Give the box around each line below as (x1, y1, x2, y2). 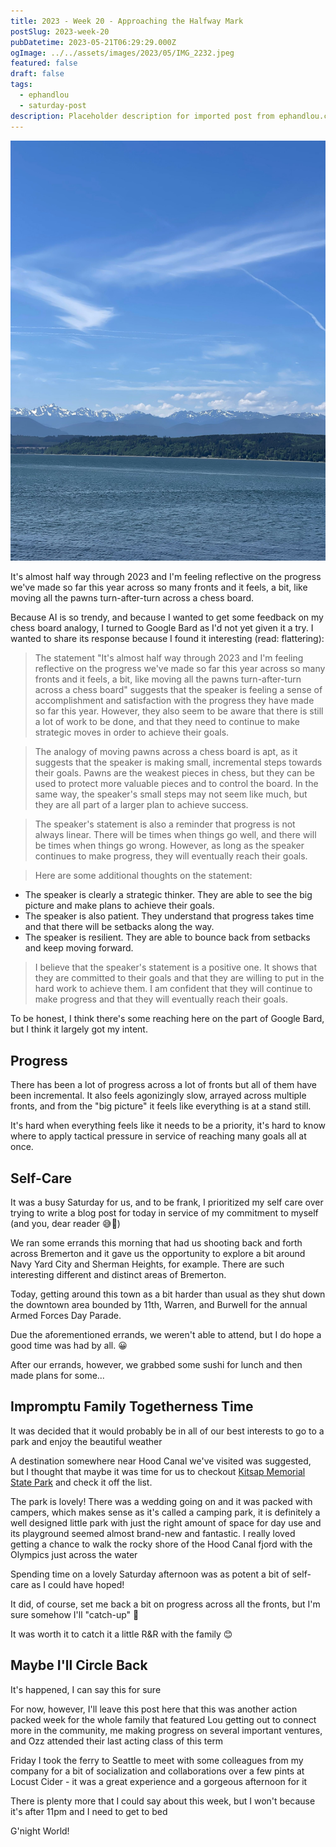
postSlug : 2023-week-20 (10, 26, 110, 37)
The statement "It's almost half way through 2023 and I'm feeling (34, 652, 304, 664)
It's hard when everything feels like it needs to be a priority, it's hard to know (10, 1120, 326, 1132)
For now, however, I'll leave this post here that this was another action (10, 1703, 298, 1715)
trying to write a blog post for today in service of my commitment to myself (10, 1207, 319, 1219)
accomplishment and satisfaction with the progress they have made (34, 695, 315, 707)
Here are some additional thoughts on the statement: (34, 870, 253, 882)
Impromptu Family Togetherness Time (10, 1398, 254, 1415)
